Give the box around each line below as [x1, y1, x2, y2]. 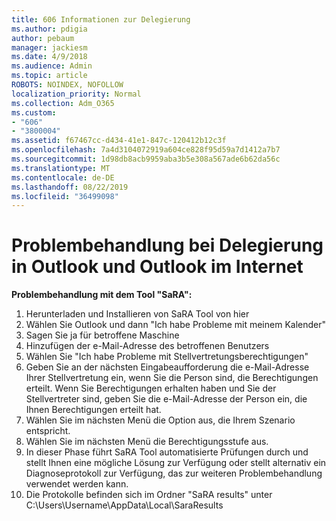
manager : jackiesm [11, 42, 88, 53]
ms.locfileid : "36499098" [11, 191, 119, 201]
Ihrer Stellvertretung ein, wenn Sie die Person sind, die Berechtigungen [25, 372, 319, 384]
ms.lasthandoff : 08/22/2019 [11, 182, 129, 192]
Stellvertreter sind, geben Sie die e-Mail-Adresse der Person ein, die [25, 393, 308, 405]
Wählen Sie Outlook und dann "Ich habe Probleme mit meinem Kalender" [25, 319, 327, 331]
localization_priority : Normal [11, 89, 142, 99]
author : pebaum [11, 33, 75, 43]
